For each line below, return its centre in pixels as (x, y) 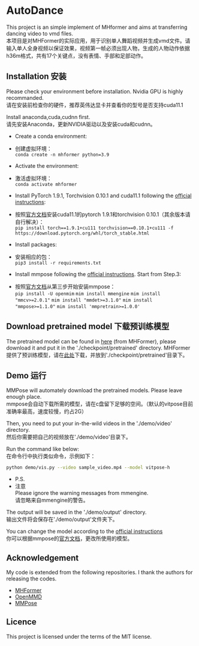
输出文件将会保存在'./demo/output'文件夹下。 (62, 519)
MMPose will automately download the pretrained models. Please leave (94, 390)
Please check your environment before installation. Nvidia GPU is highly (95, 91)
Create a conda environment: (51, 136)
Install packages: (36, 244)
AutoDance (35, 11)
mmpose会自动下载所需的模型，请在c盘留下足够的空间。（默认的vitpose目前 (100, 404)
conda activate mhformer (46, 184)
